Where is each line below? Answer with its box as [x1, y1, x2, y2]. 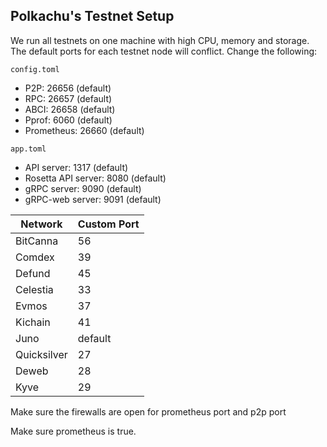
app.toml [10, 144, 47, 154]
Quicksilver [15, 347, 68, 361]
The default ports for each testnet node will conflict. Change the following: [10, 45, 318, 57]
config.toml [10, 64, 60, 74]
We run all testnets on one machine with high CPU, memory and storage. [10, 34, 310, 46]
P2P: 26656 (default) [24, 82, 112, 94]
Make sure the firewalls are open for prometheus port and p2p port [10, 405, 287, 418]
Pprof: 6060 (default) [24, 114, 113, 126]
